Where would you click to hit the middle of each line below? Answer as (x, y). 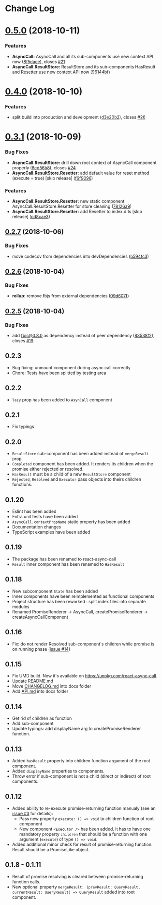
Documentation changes (37, 527)
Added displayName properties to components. (58, 771)
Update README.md (32, 681)
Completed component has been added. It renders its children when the (82, 464)
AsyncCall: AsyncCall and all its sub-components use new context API (83, 56)
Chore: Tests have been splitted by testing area (59, 373)
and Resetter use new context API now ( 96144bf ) (61, 72)
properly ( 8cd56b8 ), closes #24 (44, 167)
